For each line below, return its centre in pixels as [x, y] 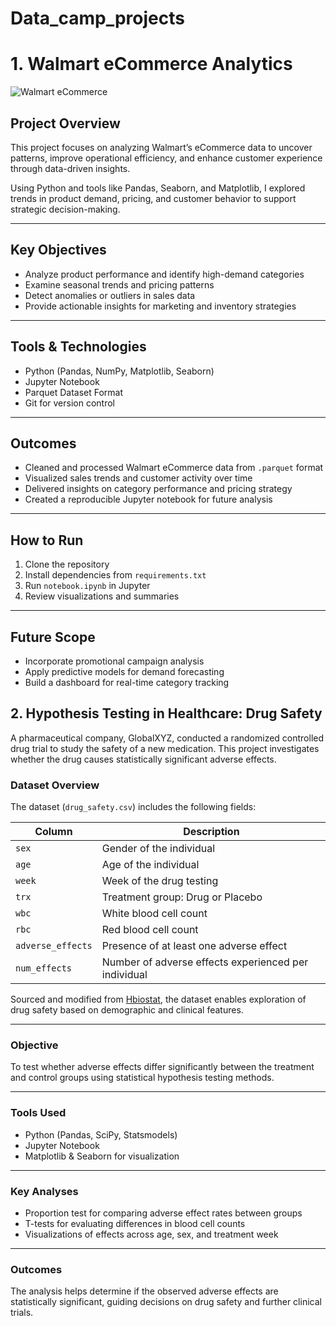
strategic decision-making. [65, 209]
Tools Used [38, 1113]
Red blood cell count [150, 930]
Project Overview [65, 123]
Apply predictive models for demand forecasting [124, 671]
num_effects [44, 968]
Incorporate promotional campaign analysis [114, 661]
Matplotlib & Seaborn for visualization [102, 1156]
